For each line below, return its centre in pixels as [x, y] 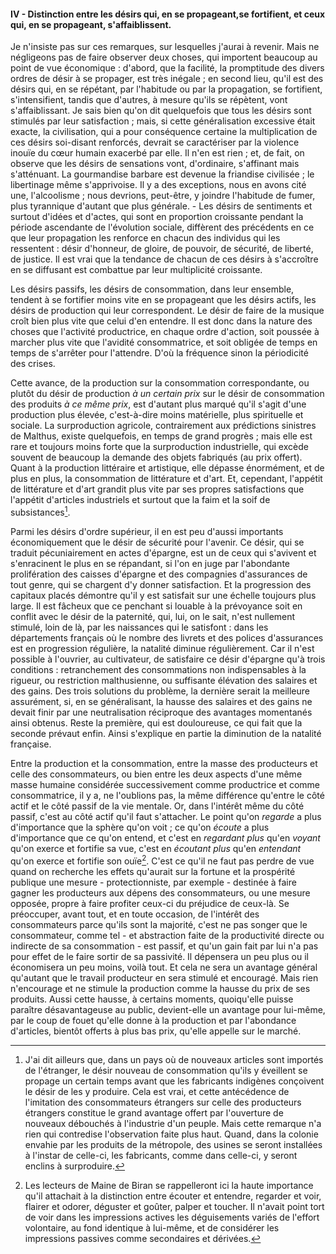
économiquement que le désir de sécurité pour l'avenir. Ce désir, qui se [157, 542]
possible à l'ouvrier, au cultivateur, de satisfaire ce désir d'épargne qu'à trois [168, 659]
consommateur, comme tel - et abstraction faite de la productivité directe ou [167, 935]
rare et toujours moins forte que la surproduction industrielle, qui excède [159, 447]
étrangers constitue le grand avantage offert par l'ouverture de [154, 1112]
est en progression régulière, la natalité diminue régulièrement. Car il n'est [162, 648]
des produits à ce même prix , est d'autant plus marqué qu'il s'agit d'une [158, 404]
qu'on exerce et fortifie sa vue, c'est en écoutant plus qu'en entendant [156, 848]
